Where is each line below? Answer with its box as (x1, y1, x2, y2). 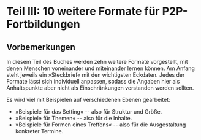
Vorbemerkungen (6, 42, 75, 52)
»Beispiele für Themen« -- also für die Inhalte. (15, 115, 132, 122)
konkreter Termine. (15, 128, 64, 134)
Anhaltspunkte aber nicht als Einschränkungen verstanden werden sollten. (6, 84, 194, 91)
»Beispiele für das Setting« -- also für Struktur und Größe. (15, 108, 162, 115)
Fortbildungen (6, 17, 81, 31)
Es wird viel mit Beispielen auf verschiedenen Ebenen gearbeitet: (6, 96, 170, 103)
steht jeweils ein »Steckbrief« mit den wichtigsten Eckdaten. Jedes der (6, 71, 185, 78)
